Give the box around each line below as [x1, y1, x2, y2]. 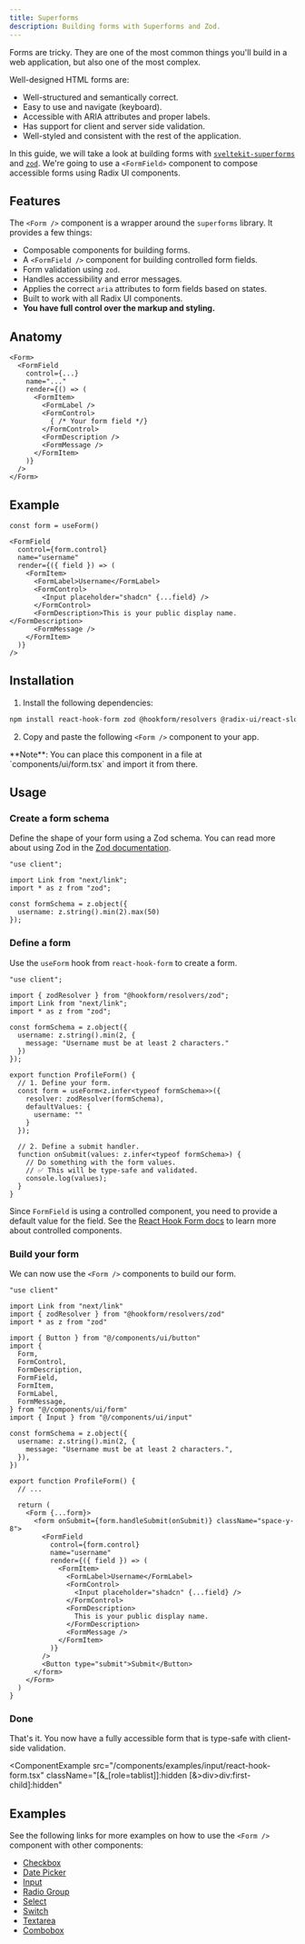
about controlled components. [9, 1224, 123, 1236]
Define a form [9, 937, 71, 950]
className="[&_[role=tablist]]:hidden [45, 1770, 188, 1781]
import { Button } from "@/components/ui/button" [9, 1333, 202, 1342]
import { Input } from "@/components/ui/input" [9, 1412, 193, 1422]
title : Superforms [9, 13, 79, 23]
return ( [17, 1500, 51, 1510]
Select [22, 1896, 47, 1907]
